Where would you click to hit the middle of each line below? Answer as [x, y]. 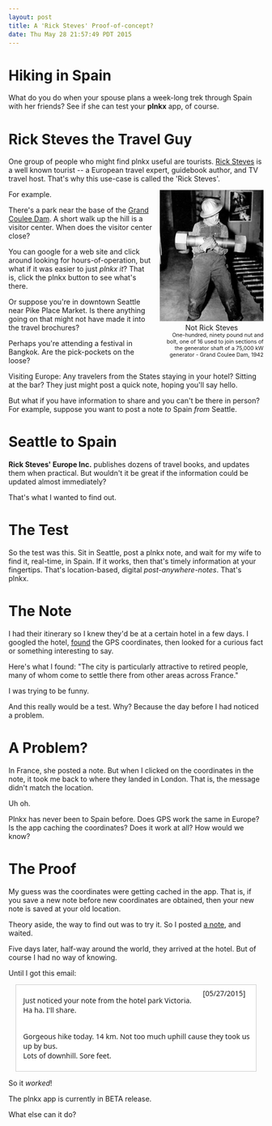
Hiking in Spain [60, 75]
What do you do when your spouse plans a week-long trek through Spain [130, 98]
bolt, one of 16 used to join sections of [215, 342]
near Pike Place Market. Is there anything [77, 310]
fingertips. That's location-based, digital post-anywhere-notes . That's [125, 570]
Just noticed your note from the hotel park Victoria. [107, 1000]
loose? [19, 361]
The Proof [42, 869]
